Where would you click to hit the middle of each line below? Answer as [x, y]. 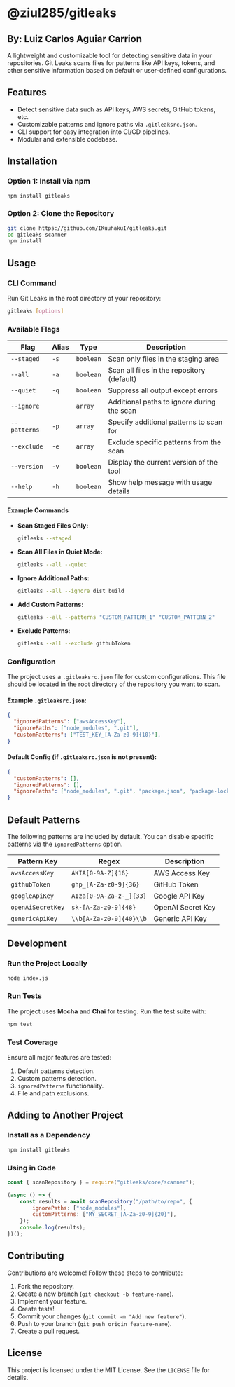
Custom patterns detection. [57, 1079]
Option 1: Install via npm [49, 182]
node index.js [28, 978]
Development [37, 944]
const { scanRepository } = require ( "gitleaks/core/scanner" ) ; [101, 1182]
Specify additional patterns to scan [165, 422]
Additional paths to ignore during [162, 402]
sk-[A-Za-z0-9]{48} [104, 907]
